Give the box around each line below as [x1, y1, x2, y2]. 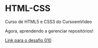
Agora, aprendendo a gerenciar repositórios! [5, 28, 94, 34]
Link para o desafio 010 [5, 37, 52, 43]
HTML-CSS [5, 3, 51, 14]
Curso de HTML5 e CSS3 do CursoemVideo [5, 19, 92, 24]
